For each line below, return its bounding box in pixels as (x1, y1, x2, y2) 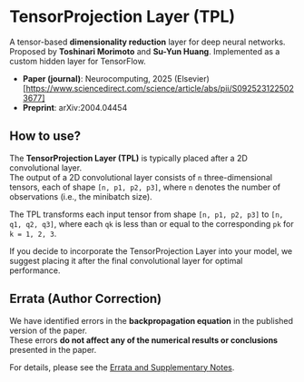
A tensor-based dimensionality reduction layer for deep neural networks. (9, 36, 286, 47)
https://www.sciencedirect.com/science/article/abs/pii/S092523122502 (25, 83, 295, 93)
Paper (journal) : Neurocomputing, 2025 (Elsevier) (22, 73, 211, 83)
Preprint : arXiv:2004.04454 (22, 102, 128, 113)
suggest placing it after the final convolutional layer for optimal (9, 255, 243, 266)
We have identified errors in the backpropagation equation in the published (9, 315, 293, 326)
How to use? (9, 129, 82, 144)
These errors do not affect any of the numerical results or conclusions (9, 334, 279, 346)
